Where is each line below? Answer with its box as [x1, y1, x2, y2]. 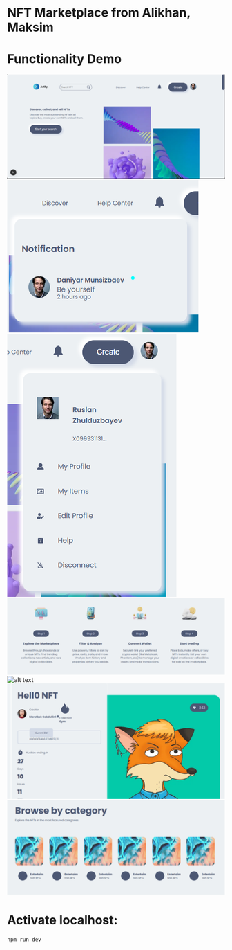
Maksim [7, 19, 54, 35]
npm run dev [7, 936, 41, 943]
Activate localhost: [7, 912, 118, 928]
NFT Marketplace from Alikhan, [7, 5, 191, 21]
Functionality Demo [7, 51, 122, 67]
